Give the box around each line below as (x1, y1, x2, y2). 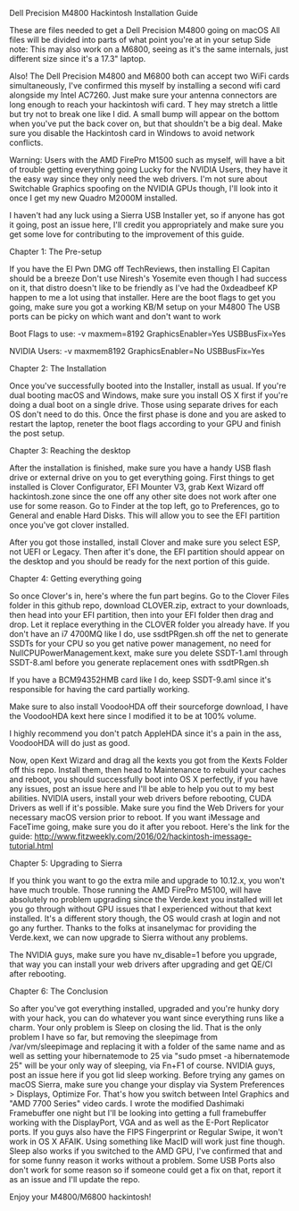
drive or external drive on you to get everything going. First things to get (9, 472, 275, 482)
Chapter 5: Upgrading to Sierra (9, 858, 123, 868)
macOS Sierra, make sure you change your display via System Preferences (9, 1080, 286, 1089)
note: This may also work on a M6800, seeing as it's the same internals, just (9, 44, 288, 55)
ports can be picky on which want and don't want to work (9, 311, 221, 321)
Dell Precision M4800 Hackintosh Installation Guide (9, 8, 198, 18)
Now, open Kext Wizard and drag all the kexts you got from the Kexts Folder (9, 755, 288, 766)
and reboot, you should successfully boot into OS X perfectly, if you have (9, 774, 278, 784)
